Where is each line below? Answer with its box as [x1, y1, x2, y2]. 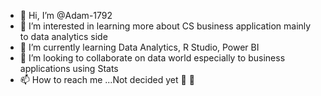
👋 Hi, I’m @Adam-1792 [19, 10, 113, 21]
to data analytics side [19, 31, 108, 42]
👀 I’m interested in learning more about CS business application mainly [19, 20, 312, 32]
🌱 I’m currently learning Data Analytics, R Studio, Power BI [19, 41, 260, 53]
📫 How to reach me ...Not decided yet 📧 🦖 [19, 74, 195, 85]
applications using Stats [19, 63, 119, 74]
